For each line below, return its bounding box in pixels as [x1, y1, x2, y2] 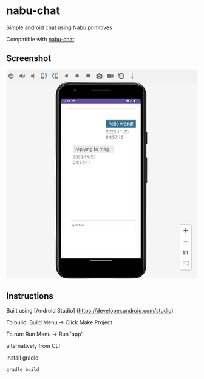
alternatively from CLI [6, 342, 61, 350]
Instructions [6, 291, 53, 301]
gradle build [6, 367, 39, 373]
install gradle [6, 354, 39, 361]
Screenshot [6, 53, 52, 64]
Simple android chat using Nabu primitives [6, 24, 112, 31]
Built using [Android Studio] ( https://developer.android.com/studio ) [6, 307, 174, 314]
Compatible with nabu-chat [6, 35, 75, 43]
